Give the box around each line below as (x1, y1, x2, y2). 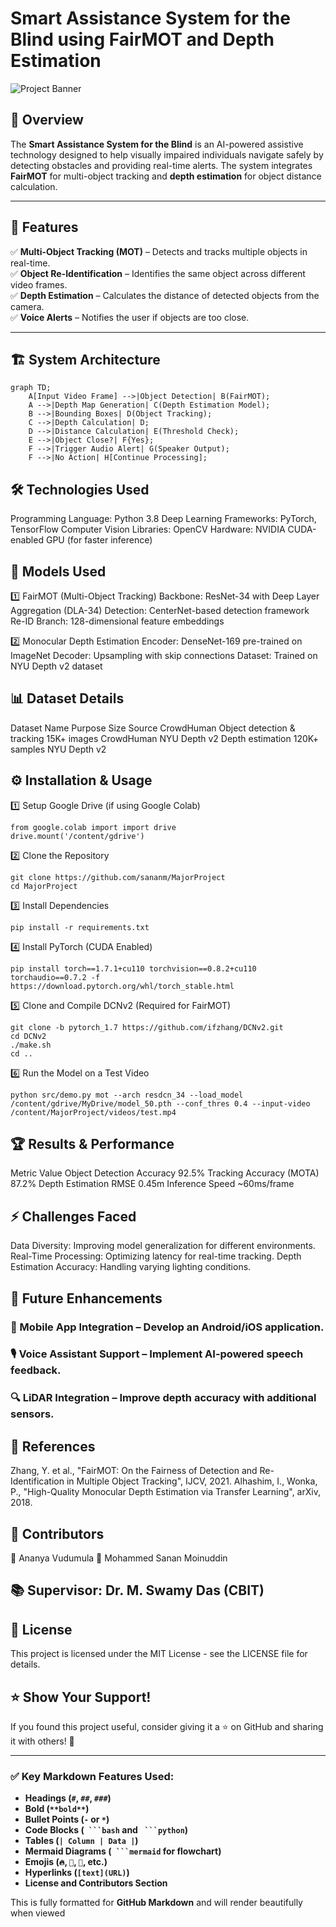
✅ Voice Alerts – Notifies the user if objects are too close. (10, 311, 250, 323)
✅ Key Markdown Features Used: (10, 1769, 175, 1783)
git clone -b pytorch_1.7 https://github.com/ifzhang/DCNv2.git (10, 1022, 284, 1032)
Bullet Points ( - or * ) (24, 1813, 110, 1826)
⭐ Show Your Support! (10, 1688, 152, 1706)
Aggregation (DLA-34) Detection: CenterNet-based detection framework (10, 605, 310, 616)
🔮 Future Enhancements (10, 1290, 163, 1307)
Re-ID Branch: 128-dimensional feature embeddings (10, 615, 225, 627)
